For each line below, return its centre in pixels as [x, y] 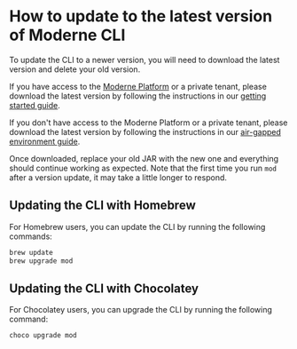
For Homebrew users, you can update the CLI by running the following [137, 226]
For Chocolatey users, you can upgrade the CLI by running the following [141, 310]
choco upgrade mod [43, 336]
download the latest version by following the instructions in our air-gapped [145, 131]
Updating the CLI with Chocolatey [104, 288]
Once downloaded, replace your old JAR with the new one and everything [144, 158]
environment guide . [45, 141]
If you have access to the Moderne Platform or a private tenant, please [138, 86]
